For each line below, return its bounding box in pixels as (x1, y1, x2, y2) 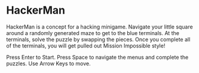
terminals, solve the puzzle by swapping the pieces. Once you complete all (6, 36, 191, 43)
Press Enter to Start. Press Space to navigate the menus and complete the (6, 53, 189, 61)
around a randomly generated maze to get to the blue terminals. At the (6, 29, 179, 36)
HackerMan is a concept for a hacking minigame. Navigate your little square (6, 23, 193, 30)
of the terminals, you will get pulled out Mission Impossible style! (6, 42, 166, 49)
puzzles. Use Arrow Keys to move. (6, 60, 91, 67)
